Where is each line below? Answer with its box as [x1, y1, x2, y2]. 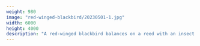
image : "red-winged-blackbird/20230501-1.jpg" [6, 14, 125, 20]
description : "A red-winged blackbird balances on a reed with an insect [6, 31, 195, 37]
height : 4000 [6, 25, 39, 32]
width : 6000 [6, 20, 36, 26]
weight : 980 [6, 8, 36, 15]
